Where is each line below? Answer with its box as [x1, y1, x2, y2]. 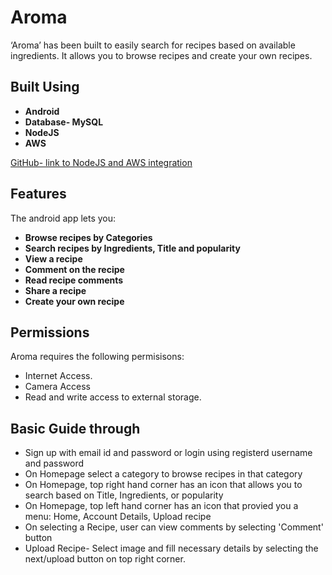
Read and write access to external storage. [24, 391, 202, 403]
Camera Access [24, 381, 91, 393]
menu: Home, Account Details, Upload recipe [24, 511, 212, 523]
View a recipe [24, 252, 83, 265]
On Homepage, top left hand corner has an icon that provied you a [24, 500, 299, 512]
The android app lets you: [10, 212, 117, 224]
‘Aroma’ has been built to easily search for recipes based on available [10, 39, 296, 51]
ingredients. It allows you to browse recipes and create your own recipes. [10, 49, 313, 61]
